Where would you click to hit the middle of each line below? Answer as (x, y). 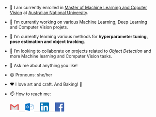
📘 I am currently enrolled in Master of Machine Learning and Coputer (78, 7)
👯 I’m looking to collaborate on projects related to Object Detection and (80, 51)
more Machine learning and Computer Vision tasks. (61, 56)
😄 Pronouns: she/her (31, 75)
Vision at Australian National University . (49, 13)
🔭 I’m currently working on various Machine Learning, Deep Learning (78, 22)
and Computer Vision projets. (39, 27)
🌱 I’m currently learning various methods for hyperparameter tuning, (79, 37)
